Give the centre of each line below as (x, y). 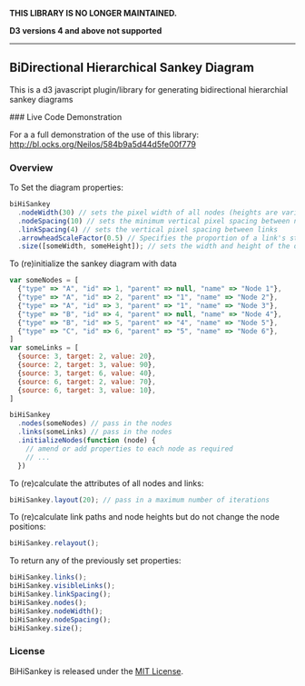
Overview (31, 167)
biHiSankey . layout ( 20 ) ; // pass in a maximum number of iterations (140, 500)
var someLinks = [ (44, 348)
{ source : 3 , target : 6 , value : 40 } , (87, 373)
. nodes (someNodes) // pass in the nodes (95, 423)
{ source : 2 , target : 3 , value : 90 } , (87, 365)
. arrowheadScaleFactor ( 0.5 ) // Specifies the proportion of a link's (152, 238)
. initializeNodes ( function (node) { (87, 441)
